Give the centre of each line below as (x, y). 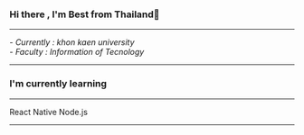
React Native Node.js (49, 112)
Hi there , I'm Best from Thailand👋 (85, 14)
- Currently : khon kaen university (72, 42)
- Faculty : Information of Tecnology (77, 52)
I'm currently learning (58, 84)
